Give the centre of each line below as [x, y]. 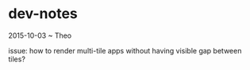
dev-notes [43, 14]
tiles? [17, 59]
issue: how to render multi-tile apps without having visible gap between [125, 50]
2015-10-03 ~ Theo [40, 35]
